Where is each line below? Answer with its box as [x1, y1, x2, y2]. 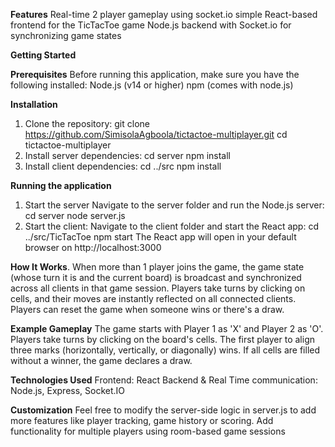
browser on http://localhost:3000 [24, 242, 162, 253]
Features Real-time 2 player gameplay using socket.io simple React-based [10, 9, 318, 20]
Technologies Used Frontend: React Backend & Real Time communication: [10, 374, 318, 386]
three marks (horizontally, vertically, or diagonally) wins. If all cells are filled [10, 344, 321, 356]
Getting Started [10, 49, 77, 61]
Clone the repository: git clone [24, 118, 150, 129]
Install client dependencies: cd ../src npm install [24, 160, 222, 172]
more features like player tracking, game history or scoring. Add [10, 415, 274, 426]
